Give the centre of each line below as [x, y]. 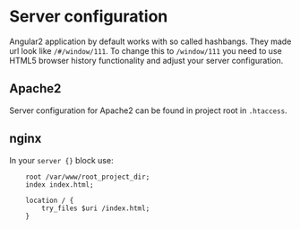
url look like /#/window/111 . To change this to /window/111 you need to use [146, 50]
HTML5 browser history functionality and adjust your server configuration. [146, 60]
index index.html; [60, 185]
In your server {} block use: [61, 160]
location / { [50, 200]
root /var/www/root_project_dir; [88, 177]
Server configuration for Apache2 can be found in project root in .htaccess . [149, 110]
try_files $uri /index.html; [96, 208]
